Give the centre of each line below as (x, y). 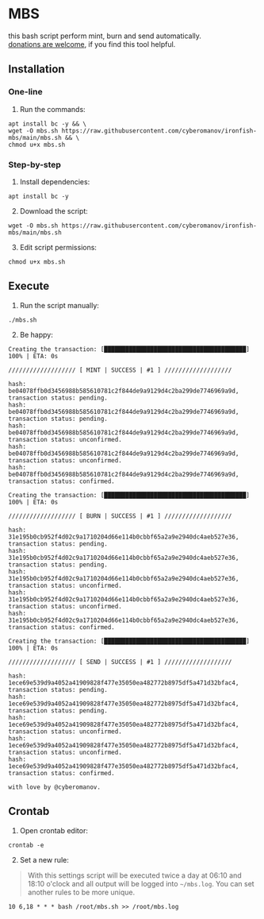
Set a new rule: (44, 859)
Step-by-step (35, 164)
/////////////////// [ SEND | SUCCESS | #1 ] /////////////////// (120, 662)
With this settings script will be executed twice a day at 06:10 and (134, 875)
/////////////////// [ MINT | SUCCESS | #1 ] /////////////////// (120, 370)
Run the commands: (52, 109)
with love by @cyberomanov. (55, 787)
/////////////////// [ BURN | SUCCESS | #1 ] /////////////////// (120, 516)
